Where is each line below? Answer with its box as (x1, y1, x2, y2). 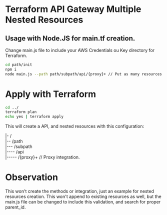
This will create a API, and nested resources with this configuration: (5, 123, 144, 129)
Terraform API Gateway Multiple (5, 3, 141, 15)
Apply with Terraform (5, 88, 96, 99)
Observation (5, 171, 58, 183)
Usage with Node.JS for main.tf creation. (5, 34, 135, 42)
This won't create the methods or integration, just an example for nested (5, 188, 154, 194)
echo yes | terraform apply (5, 114, 64, 119)
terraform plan (5, 109, 37, 114)
